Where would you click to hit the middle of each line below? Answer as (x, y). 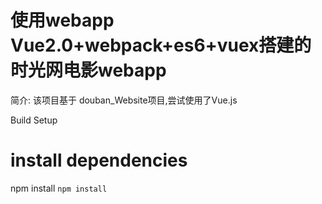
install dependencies (99, 160)
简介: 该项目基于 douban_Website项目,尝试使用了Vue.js (124, 100)
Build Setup (34, 120)
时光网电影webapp (88, 70)
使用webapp (62, 20)
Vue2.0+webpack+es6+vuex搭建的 (161, 45)
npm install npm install (59, 188)
